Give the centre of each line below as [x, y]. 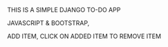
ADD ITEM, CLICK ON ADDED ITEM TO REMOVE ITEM [84, 36]
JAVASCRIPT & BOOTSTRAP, [48, 23]
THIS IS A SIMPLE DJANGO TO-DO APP [64, 10]
